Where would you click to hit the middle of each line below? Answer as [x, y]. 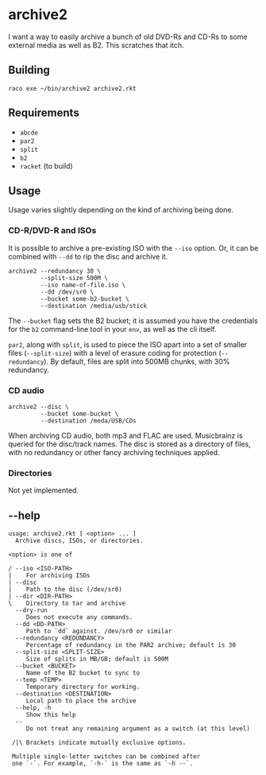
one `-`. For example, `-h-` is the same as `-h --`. [102, 764]
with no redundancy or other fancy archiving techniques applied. [114, 452]
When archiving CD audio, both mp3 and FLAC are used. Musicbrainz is [126, 435]
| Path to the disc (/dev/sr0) [66, 590]
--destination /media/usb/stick [94, 306]
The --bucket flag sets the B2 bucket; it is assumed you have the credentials [133, 321]
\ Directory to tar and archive [67, 604]
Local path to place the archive [81, 701]
